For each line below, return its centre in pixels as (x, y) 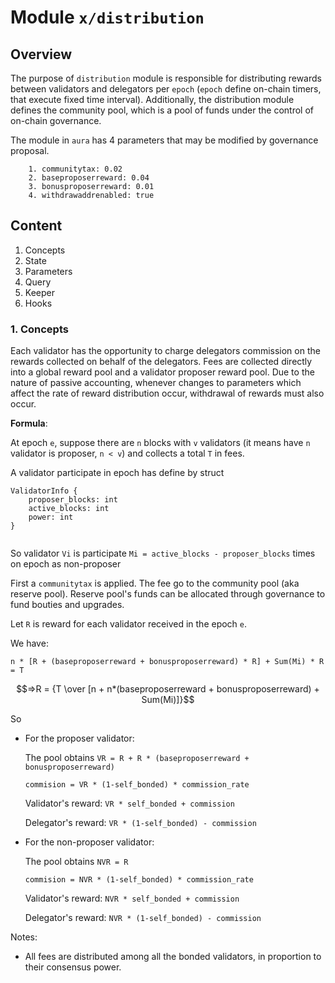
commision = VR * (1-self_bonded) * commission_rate (137, 785)
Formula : (29, 423)
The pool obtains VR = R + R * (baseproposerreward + (137, 758)
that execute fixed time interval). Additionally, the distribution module (152, 99)
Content (36, 226)
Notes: (24, 937)
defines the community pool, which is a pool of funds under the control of (162, 110)
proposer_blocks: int (73, 500)
